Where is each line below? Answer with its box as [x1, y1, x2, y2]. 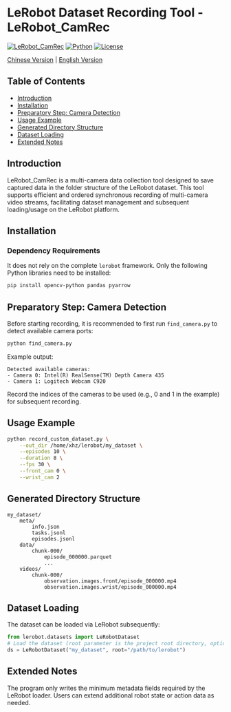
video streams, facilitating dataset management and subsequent [7, 198, 189, 206]
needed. [7, 698, 31, 706]
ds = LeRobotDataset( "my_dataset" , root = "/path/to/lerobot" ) [7, 647, 186, 653]
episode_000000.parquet [43, 553, 112, 561]
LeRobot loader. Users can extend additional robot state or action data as [7, 691, 214, 700]
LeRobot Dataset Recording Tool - [7, 5, 204, 21]
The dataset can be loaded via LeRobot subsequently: [7, 620, 160, 629]
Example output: [7, 353, 54, 361]
